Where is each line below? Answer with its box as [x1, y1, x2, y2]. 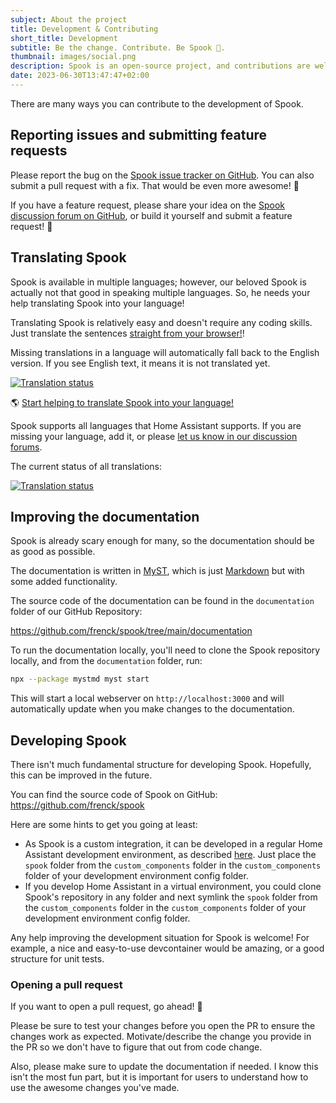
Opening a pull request [10, 977, 123, 991]
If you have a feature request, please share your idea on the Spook [10, 199, 286, 211]
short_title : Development [10, 33, 118, 43]
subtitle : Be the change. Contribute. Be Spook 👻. [10, 42, 226, 53]
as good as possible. [10, 546, 96, 558]
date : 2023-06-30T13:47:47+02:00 [10, 71, 150, 81]
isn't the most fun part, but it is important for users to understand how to [10, 1071, 309, 1083]
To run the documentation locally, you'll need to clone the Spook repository [10, 644, 321, 656]
